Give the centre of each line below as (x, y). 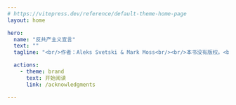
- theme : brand (42, 71)
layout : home (26, 20)
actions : (26, 65)
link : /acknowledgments (61, 85)
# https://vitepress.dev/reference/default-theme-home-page (97, 14)
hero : (15, 33)
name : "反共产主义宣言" (45, 39)
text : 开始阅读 (46, 78)
